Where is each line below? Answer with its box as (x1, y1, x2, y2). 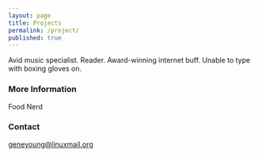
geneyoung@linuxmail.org (8, 140, 93, 149)
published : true (8, 33, 62, 42)
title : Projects (8, 19, 62, 27)
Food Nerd (8, 101, 44, 111)
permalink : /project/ (8, 26, 80, 34)
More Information (8, 84, 77, 95)
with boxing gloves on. (8, 64, 82, 74)
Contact (8, 121, 40, 132)
